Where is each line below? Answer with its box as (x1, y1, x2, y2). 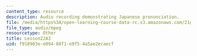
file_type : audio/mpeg (6, 24, 62, 31)
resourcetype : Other (6, 30, 57, 36)
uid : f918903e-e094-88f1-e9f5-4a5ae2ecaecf (6, 41, 114, 47)
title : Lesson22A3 (6, 36, 51, 41)
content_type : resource (6, 8, 64, 15)
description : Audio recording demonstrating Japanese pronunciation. (6, 14, 180, 20)
